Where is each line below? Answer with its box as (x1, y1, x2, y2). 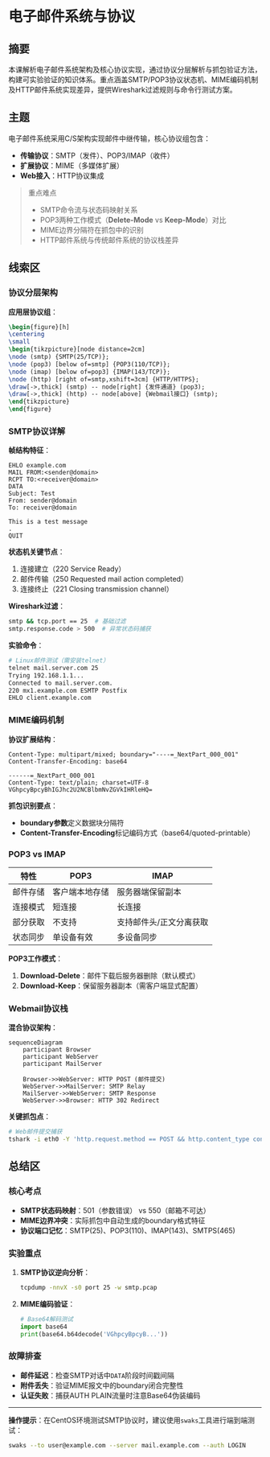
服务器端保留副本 (117, 886, 182, 897)
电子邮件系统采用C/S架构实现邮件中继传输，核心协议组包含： (8, 134, 211, 143)
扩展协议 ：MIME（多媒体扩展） (19, 160, 125, 170)
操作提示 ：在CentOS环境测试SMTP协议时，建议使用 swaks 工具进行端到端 (8, 1415, 248, 1425)
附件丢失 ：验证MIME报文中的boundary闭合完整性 (19, 1381, 184, 1390)
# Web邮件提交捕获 (8, 1128, 63, 1136)
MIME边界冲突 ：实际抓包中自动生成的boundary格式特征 (19, 1216, 206, 1225)
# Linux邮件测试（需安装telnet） (8, 656, 110, 665)
